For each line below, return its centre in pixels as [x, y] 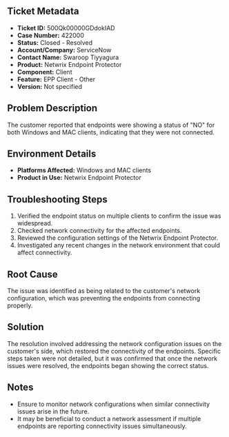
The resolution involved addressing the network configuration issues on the [114, 343]
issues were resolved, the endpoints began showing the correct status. [108, 365]
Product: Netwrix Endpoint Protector [69, 64]
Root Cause [33, 274]
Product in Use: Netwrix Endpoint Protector [79, 178]
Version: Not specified [50, 86]
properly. [20, 305]
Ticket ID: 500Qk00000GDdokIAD [66, 28]
